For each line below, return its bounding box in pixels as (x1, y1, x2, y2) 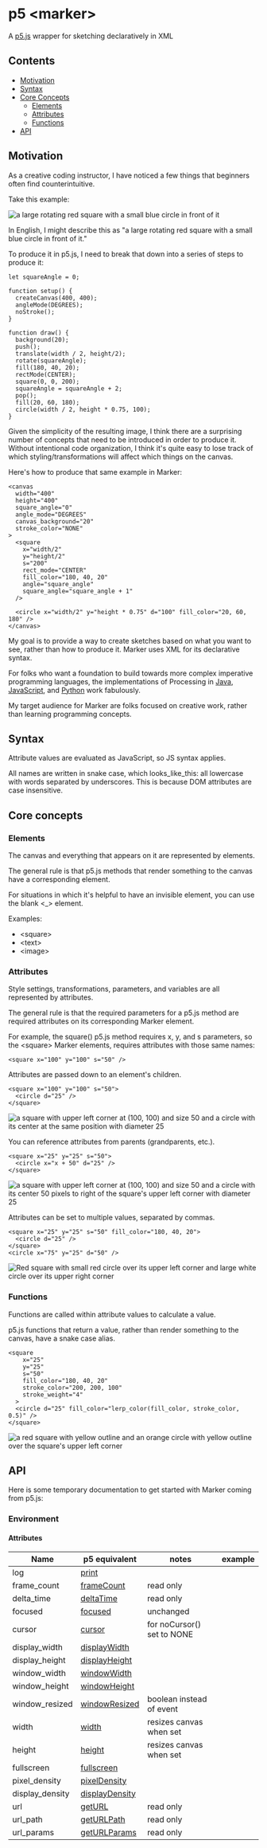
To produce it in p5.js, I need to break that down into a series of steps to (8, 249, 244, 259)
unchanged (146, 1606, 190, 1617)
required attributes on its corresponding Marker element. (8, 1016, 195, 1026)
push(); (15, 343, 41, 350)
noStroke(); (15, 307, 56, 315)
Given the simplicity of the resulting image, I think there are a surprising (8, 426, 242, 436)
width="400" (15, 489, 56, 498)
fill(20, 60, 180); (15, 398, 80, 406)
